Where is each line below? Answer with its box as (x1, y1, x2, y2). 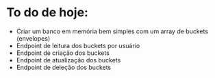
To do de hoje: (6, 5, 88, 20)
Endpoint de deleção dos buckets (16, 63, 111, 71)
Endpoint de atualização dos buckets (16, 56, 121, 64)
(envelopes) (16, 34, 51, 42)
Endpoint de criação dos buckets (16, 49, 110, 57)
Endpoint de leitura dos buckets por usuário (16, 41, 140, 50)
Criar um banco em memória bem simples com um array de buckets (16, 27, 209, 35)
